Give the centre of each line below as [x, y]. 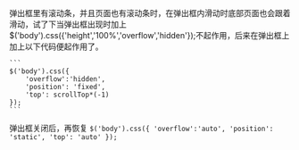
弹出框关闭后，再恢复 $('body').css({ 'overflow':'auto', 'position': [141, 128]
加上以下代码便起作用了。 [56, 46]
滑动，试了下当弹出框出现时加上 [68, 24]
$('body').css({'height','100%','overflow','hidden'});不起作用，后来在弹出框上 [149, 35]
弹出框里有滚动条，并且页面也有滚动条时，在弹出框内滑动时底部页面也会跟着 [150, 13]
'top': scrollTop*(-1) [67, 95]
